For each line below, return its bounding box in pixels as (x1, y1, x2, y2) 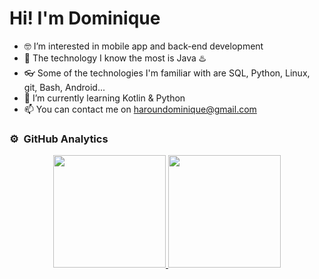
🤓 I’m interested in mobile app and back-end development (23, 40, 264, 52)
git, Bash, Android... (23, 81, 106, 93)
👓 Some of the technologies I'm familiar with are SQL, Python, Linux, (23, 67, 311, 79)
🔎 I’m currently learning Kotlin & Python (23, 92, 186, 104)
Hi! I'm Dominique (9, 7, 161, 30)
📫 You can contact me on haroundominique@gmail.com (23, 103, 257, 115)
